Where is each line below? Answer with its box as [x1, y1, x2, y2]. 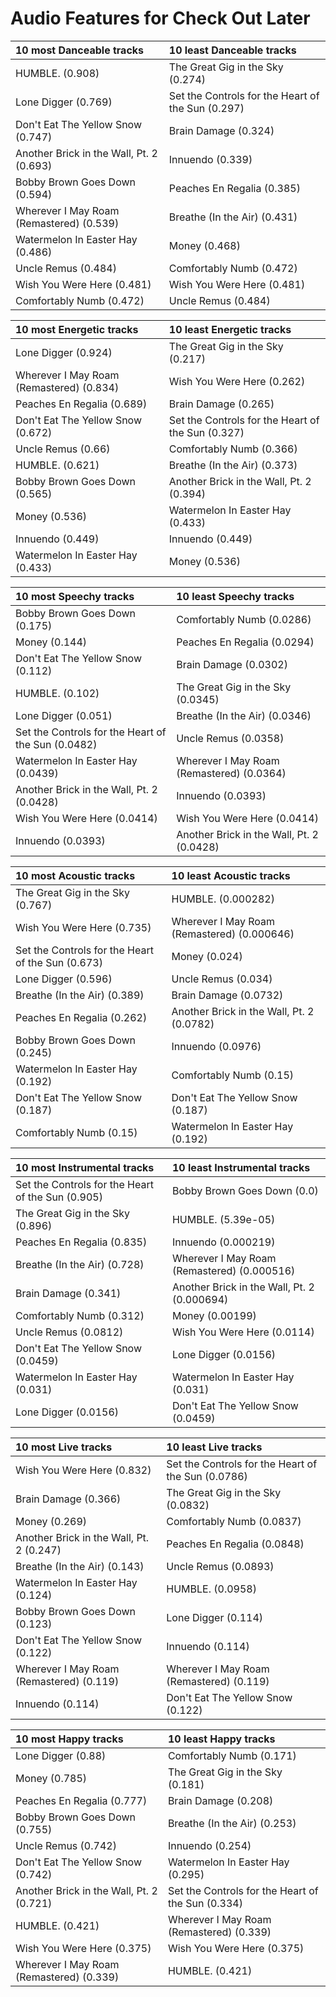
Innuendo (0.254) [167, 1838, 252, 1852]
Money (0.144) [15, 635, 88, 649]
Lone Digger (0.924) [15, 345, 113, 359]
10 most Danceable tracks [15, 43, 145, 57]
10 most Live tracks [15, 1440, 113, 1454]
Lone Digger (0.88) [15, 1748, 107, 1762]
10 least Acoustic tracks [171, 868, 291, 882]
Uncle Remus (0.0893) [166, 1559, 275, 1573]
